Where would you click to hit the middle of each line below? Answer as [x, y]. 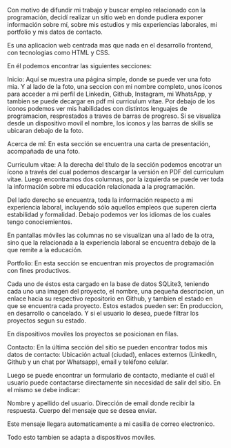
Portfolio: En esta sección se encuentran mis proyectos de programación [111, 263]
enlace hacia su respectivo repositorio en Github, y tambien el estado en [110, 298]
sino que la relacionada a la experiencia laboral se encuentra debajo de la [111, 243]
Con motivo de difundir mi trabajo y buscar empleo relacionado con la [106, 10]
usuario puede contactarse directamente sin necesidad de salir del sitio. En [114, 383]
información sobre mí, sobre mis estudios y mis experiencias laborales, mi [112, 24]
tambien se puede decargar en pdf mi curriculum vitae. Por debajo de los [111, 101]
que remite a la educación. [45, 250]
